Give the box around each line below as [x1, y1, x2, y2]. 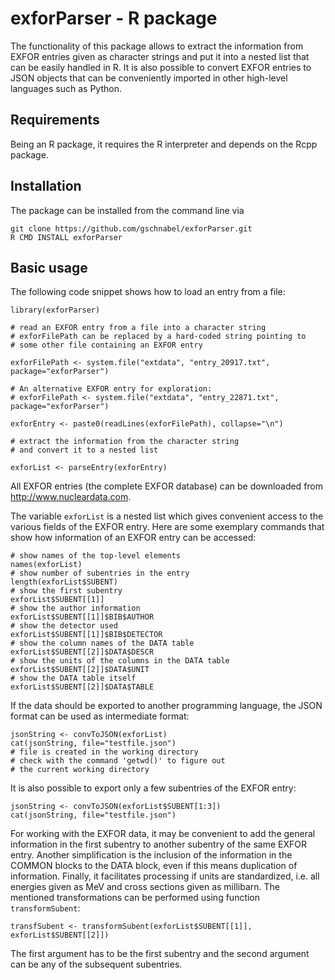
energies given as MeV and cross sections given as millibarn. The [10, 881, 280, 893]
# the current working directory [10, 765, 150, 775]
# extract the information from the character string [10, 437, 240, 447]
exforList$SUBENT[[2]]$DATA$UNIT [10, 665, 150, 675]
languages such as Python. [10, 82, 122, 94]
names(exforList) [10, 560, 83, 570]
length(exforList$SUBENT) [10, 577, 118, 587]
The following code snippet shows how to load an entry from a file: [10, 286, 286, 298]
